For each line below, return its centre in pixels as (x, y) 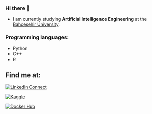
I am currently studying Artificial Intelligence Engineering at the (80, 19)
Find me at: (23, 75)
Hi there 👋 (18, 8)
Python (20, 48)
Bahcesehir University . (36, 24)
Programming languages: (37, 37)
